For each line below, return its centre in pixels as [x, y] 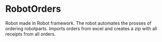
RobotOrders [33, 9]
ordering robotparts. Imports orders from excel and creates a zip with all [81, 28]
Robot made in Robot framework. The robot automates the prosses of [78, 23]
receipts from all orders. [31, 34]
